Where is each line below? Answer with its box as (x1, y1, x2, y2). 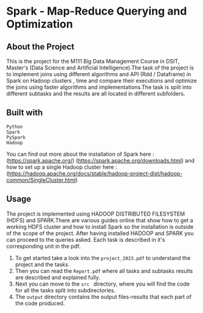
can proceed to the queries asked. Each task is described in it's (6, 236, 165, 243)
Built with (6, 108, 43, 118)
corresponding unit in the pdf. (6, 242, 81, 250)
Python (6, 124, 23, 130)
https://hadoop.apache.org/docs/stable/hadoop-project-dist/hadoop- (8, 169, 183, 177)
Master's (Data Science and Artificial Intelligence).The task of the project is (6, 64, 194, 71)
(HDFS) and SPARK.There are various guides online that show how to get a (6, 216, 193, 223)
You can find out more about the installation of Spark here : (6, 150, 154, 158)
